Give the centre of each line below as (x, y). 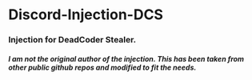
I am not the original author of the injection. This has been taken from (126, 58)
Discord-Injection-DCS (86, 15)
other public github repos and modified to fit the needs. (102, 67)
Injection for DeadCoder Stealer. (72, 40)
